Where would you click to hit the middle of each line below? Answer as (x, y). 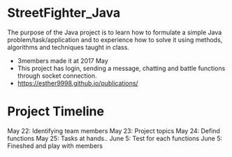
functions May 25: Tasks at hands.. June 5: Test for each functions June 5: (115, 138)
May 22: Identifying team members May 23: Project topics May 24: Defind (114, 130)
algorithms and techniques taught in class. (68, 47)
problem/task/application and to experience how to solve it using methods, (115, 39)
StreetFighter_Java (64, 13)
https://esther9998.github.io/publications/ (78, 83)
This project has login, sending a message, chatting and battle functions (121, 68)
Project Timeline (56, 112)
